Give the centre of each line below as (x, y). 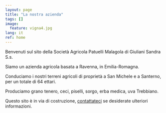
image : (12, 24)
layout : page (19, 10)
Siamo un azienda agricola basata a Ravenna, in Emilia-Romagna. (72, 66)
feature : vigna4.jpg (31, 28)
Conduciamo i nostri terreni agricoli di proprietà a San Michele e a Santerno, (83, 76)
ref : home (15, 38)
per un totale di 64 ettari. (31, 81)
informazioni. (19, 106)
